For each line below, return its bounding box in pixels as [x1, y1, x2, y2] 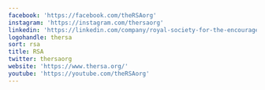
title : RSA [8, 48, 44, 56]
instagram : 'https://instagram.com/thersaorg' [8, 19, 164, 27]
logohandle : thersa [8, 33, 73, 41]
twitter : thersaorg [8, 56, 73, 63]
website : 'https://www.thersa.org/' [8, 63, 129, 70]
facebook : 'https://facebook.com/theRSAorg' [8, 11, 157, 20]
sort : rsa [8, 41, 41, 49]
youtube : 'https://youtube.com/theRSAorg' [8, 70, 150, 77]
